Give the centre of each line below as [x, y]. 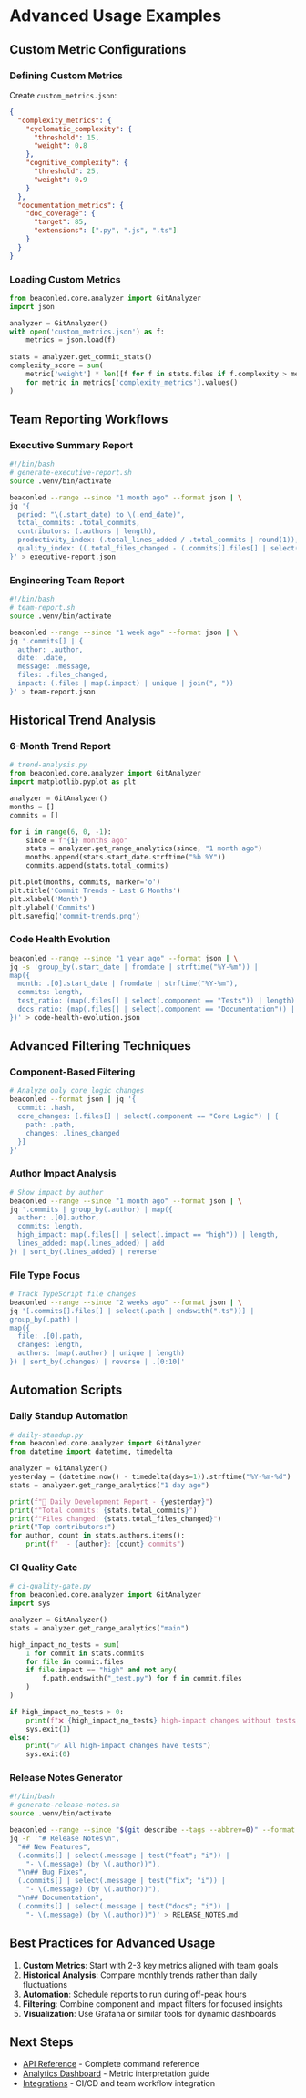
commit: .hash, [46, 1108]
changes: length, [51, 1345]
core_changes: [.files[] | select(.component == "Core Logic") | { [148, 1116]
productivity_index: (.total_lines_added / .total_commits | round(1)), [158, 540]
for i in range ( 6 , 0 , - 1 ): [61, 832]
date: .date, [42, 658]
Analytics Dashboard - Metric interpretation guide [116, 2073]
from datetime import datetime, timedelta [91, 1452]
